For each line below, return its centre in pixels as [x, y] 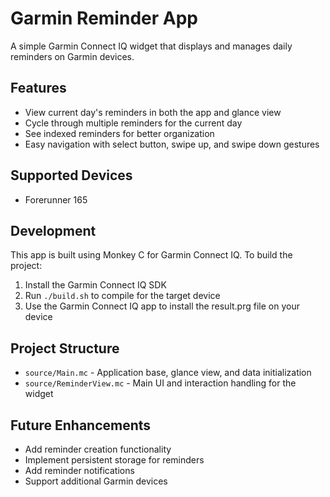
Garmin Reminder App [104, 18]
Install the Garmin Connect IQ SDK [95, 285]
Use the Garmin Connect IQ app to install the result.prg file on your [162, 306]
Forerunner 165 [56, 199]
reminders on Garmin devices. [72, 56]
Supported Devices [71, 175]
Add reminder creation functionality [98, 449]
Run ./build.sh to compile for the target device [122, 296]
